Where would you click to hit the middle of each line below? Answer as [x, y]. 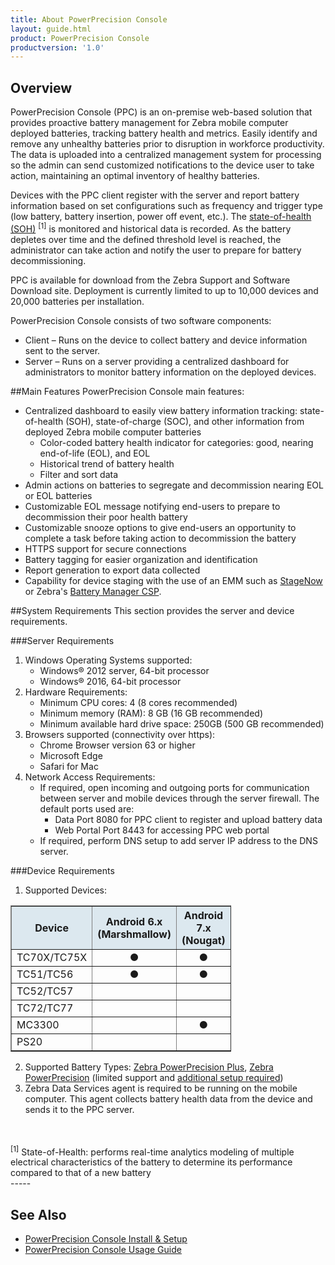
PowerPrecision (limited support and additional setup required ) [154, 1077]
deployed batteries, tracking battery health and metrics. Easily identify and [164, 133]
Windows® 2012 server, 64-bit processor [124, 670]
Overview [41, 87]
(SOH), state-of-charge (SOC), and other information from [185, 421]
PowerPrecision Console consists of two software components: [141, 320]
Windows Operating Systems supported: [108, 660]
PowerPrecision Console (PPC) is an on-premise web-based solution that [161, 112]
